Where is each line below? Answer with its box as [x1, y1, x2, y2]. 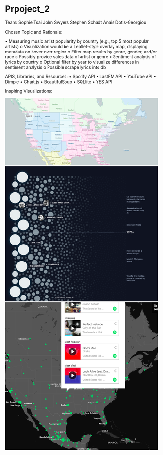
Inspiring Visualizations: [5, 88, 52, 94]
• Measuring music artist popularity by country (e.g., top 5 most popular [5, 38, 149, 44]
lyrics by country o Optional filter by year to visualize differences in [5, 59, 139, 65]
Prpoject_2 [5, 3, 50, 15]
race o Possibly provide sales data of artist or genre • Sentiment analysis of [5, 53, 156, 59]
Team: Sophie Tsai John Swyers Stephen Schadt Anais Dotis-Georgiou [5, 19, 147, 25]
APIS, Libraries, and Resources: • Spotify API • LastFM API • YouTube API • [5, 73, 156, 79]
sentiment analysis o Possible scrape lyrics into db [5, 64, 106, 70]
